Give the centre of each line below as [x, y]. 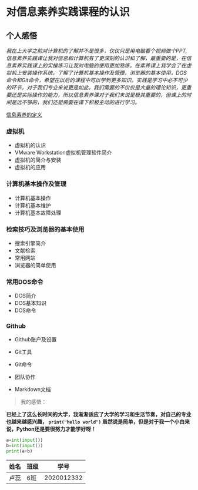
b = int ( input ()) [25, 446]
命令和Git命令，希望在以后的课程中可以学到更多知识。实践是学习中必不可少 [97, 80]
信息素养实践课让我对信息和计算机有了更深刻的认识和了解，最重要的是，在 [96, 58]
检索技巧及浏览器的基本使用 [45, 229]
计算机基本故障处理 [38, 213]
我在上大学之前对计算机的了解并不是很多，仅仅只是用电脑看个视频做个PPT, [97, 51]
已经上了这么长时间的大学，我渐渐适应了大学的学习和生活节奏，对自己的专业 [99, 414]
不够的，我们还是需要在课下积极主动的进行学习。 [80, 102]
